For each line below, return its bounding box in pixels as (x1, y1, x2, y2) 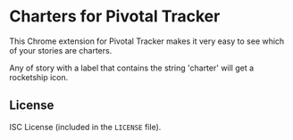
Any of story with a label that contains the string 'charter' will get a (9, 62, 255, 73)
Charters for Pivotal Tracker (9, 6, 221, 27)
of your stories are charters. (9, 45, 113, 55)
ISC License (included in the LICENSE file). (9, 121, 162, 132)
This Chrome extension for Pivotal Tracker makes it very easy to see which (9, 36, 285, 46)
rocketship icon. (9, 71, 69, 82)
